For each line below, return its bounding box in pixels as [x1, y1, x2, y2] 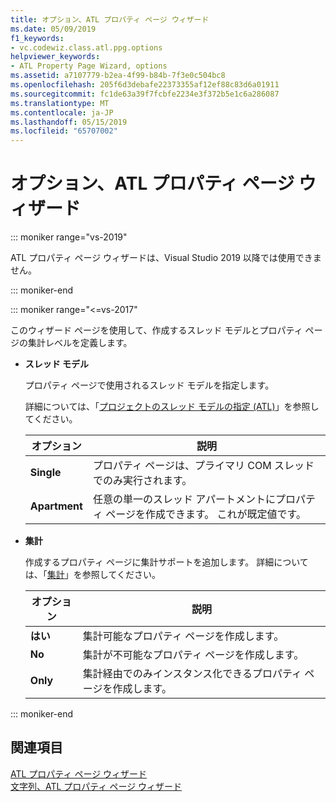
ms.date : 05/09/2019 [10, 24, 97, 34]
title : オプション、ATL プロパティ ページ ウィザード [10, 14, 210, 25]
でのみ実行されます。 [92, 474, 193, 488]
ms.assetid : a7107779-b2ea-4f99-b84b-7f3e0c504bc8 [10, 71, 226, 81]
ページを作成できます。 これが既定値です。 [105, 507, 307, 521]
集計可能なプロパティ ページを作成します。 [82, 629, 285, 643]
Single [29, 466, 62, 480]
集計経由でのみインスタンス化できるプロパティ [82, 667, 302, 681]
